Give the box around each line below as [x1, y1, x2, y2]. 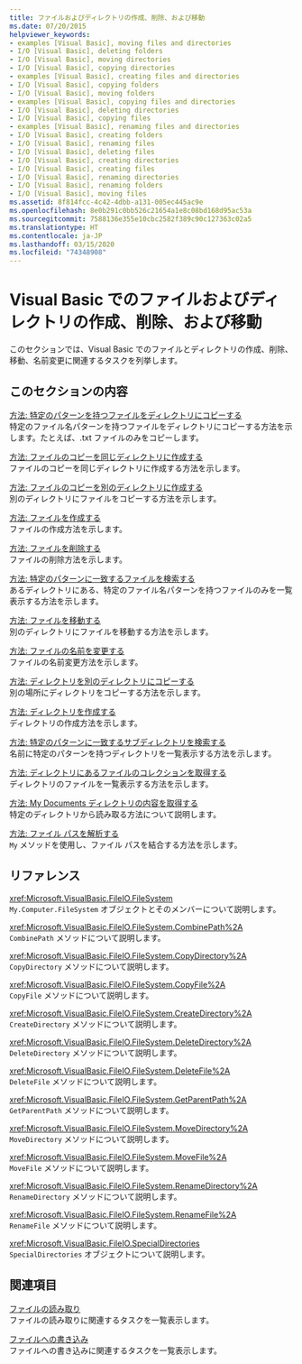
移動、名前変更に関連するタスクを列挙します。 [9, 355, 183, 366]
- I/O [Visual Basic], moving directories [9, 55, 171, 64]
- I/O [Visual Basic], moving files [9, 189, 147, 198]
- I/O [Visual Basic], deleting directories [9, 106, 179, 115]
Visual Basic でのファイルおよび [9, 290, 250, 310]
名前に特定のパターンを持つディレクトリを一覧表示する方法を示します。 [9, 748, 277, 759]
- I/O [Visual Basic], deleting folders [9, 47, 164, 56]
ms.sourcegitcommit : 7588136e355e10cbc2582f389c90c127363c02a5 [9, 214, 252, 224]
